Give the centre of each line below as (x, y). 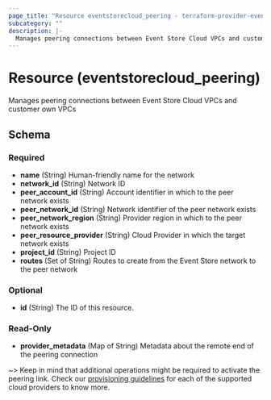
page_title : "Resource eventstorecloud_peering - (94, 16)
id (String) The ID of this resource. (77, 308)
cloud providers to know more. (59, 387)
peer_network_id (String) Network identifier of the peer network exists (138, 209)
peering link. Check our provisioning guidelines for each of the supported (130, 379)
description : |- (35, 31)
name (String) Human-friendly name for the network (107, 175)
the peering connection (59, 355)
